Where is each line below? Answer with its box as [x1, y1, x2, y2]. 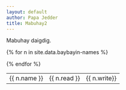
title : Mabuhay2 [6, 20, 47, 26]
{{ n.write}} [85, 74, 117, 83]
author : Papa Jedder [6, 15, 59, 21]
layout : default [6, 9, 47, 15]
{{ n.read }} [49, 74, 81, 83]
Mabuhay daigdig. [6, 37, 51, 44]
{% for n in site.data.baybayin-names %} [6, 49, 108, 56]
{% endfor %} [6, 60, 41, 67]
